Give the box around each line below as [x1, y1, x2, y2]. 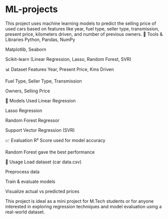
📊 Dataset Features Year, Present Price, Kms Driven [5, 66, 114, 72]
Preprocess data [5, 168, 39, 174]
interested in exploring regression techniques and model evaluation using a [5, 203, 162, 209]
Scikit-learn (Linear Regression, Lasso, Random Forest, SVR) [5, 56, 132, 62]
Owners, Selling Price [5, 88, 51, 94]
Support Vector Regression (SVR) [5, 127, 75, 133]
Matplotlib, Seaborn [5, 46, 47, 52]
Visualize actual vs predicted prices [5, 188, 79, 194]
